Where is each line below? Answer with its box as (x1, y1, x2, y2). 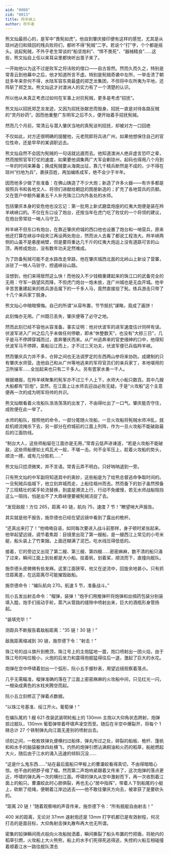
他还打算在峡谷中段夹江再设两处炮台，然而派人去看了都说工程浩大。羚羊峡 (5, 232, 159, 239)
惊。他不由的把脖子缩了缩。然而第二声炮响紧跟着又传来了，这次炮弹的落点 (5, 767, 159, 773)
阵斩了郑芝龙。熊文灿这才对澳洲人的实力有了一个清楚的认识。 (5, 84, 133, 91)
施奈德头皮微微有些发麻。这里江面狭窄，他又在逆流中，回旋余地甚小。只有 (5, 566, 159, 572)
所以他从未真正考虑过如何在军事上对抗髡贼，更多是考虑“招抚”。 (5, 95, 137, 101)
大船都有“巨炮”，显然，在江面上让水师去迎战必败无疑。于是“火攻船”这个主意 (5, 383, 163, 389)
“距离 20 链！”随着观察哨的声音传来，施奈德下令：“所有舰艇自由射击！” (5, 803, 153, 809)
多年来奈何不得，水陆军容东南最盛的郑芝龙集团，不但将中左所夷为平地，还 (9, 78, 164, 84)
